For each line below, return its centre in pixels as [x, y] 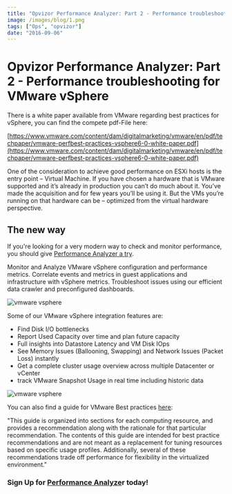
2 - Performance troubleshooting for [114, 82]
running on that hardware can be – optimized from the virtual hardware [108, 201]
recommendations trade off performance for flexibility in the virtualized [108, 457]
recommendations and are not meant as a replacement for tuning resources [115, 443]
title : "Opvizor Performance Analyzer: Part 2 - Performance [97, 13]
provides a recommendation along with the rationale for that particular [107, 428]
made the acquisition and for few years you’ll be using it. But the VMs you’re [116, 193]
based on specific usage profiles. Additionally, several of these [97, 450]
